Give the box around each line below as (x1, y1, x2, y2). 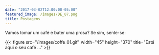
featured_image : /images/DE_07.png (5, 12, 78, 17)
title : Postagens (5, 16, 41, 21)
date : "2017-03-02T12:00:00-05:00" (5, 7, 78, 12)
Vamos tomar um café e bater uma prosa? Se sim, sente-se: (5, 30, 126, 36)
